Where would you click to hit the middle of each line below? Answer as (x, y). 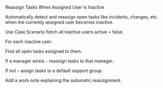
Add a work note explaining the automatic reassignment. (63, 80)
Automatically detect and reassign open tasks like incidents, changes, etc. (82, 17)
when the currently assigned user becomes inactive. (59, 22)
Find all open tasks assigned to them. (44, 51)
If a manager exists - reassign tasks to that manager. (59, 61)
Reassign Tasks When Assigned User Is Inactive (55, 7)
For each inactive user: (29, 41)
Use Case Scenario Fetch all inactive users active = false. (64, 32)
